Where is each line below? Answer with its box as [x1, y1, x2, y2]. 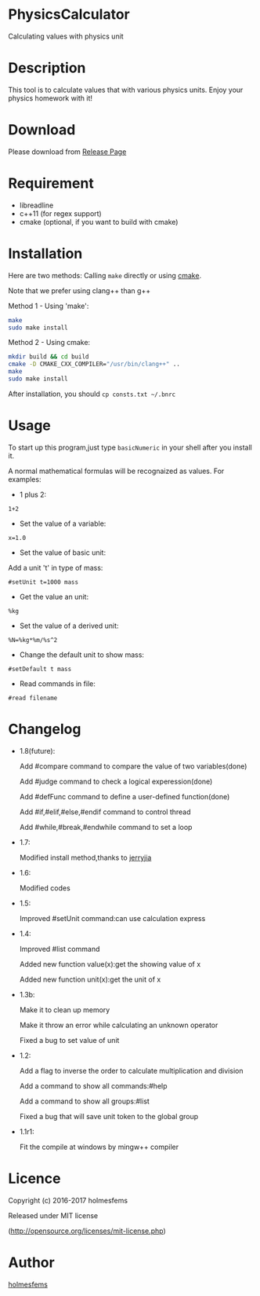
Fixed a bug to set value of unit [19, 1035, 120, 1045]
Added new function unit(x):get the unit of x [19, 975, 161, 984]
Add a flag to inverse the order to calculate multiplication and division [19, 1066, 244, 1075]
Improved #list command [19, 944, 100, 953]
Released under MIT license [8, 1210, 99, 1220]
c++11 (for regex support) [19, 208, 102, 218]
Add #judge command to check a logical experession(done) [19, 776, 213, 786]
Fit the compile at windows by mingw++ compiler [19, 1142, 179, 1151]
